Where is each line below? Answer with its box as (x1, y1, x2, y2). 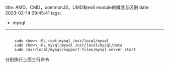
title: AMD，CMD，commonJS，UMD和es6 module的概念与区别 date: (5, 4, 150, 10)
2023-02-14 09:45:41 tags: (5, 10, 61, 16)
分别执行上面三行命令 (5, 56, 49, 62)
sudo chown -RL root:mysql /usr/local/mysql (14, 38, 109, 43)
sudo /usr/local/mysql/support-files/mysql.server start (14, 47, 136, 52)
